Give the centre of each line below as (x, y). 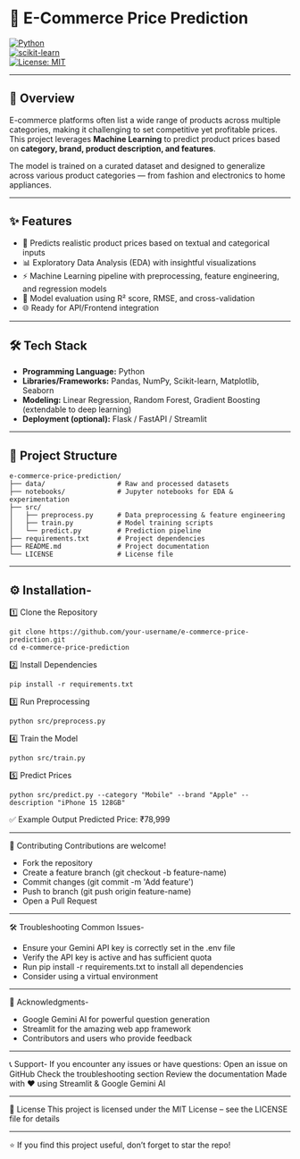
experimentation (39, 500)
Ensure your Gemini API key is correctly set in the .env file (129, 948)
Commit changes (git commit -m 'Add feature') (108, 882)
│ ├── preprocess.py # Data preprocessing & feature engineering (147, 516)
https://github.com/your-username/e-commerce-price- (149, 632)
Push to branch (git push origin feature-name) (107, 891)
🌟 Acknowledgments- (49, 1002)
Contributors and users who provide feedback (107, 1038)
